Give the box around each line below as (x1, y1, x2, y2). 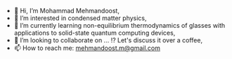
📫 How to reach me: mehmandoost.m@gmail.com (13, 44, 160, 52)
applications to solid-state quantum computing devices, (13, 28, 176, 37)
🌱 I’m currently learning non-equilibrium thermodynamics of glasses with (13, 22, 226, 29)
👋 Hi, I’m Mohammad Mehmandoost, (13, 7, 120, 15)
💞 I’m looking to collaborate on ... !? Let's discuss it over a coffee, (13, 36, 202, 44)
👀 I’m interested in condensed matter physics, (13, 14, 147, 22)
